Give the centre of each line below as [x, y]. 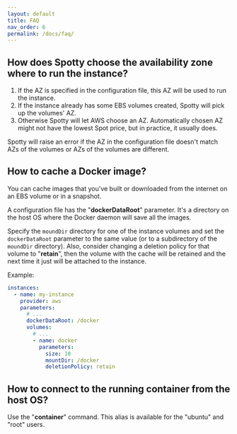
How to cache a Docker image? [77, 172]
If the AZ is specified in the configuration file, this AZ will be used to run [122, 91]
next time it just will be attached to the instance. [77, 261]
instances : [23, 287]
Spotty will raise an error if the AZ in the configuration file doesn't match [112, 142]
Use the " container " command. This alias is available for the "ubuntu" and [116, 417]
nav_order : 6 [27, 27]
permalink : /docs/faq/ [41, 34]
